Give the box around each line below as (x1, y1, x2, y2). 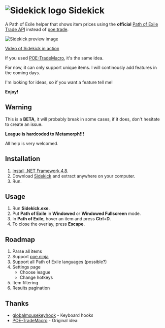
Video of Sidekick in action (5, 45, 60, 51)
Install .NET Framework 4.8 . (12, 168, 68, 174)
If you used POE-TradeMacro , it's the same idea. (5, 55, 104, 61)
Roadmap (5, 235, 35, 243)
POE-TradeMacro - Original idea (12, 318, 78, 323)
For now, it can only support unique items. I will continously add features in (5, 64, 157, 70)
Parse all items (12, 248, 42, 254)
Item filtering (12, 280, 38, 286)
